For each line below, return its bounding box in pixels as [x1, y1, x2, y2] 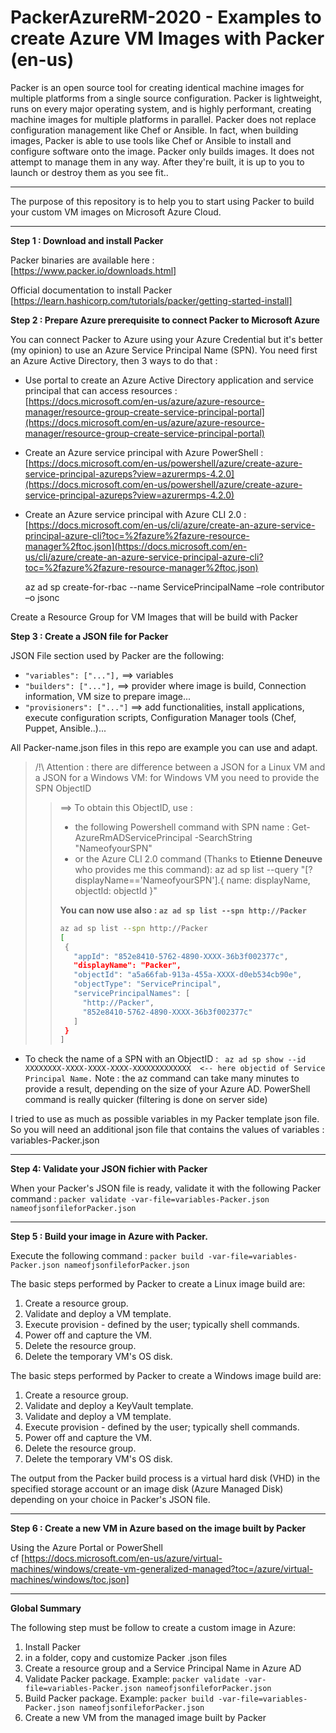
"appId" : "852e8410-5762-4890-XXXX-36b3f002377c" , [73, 951, 289, 961]
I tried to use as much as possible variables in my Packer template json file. [10, 1113, 320, 1125]
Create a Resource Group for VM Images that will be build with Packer [10, 611, 299, 623]
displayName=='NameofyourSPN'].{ [74, 874, 225, 886]
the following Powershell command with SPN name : [74, 821, 290, 833]
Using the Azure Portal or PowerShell [10, 1542, 163, 1554]
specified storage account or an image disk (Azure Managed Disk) [10, 1483, 284, 1495]
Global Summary [10, 1602, 82, 1615]
